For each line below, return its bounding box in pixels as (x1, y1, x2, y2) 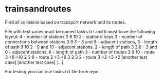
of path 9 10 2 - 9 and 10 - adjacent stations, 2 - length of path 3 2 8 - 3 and (5, 44, 157, 50)
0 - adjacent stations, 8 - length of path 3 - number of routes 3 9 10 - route (5, 49, 155, 55)
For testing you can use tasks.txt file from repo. (5, 68, 100, 74)
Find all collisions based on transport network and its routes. (5, 19, 126, 25)
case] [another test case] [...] (5, 59, 64, 65)
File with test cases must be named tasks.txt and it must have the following (5, 28, 156, 34)
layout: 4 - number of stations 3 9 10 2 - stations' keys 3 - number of (5, 34, 143, 39)
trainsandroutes (5, 3, 72, 14)
